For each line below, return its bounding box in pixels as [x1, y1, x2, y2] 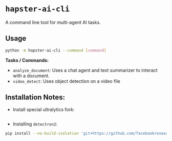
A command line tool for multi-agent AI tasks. [5, 19, 101, 25]
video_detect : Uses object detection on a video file [12, 78, 120, 84]
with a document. [12, 73, 50, 79]
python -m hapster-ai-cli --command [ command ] [5, 48, 106, 53]
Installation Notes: [5, 93, 66, 102]
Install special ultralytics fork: [12, 107, 75, 113]
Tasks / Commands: [5, 57, 49, 63]
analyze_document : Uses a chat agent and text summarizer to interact [12, 67, 158, 73]
